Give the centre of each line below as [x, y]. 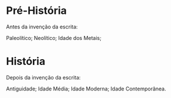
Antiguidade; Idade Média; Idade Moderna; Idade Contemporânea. [86, 89]
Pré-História [37, 11]
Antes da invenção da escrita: [42, 27]
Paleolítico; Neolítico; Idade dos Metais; [54, 38]
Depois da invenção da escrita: [43, 77]
